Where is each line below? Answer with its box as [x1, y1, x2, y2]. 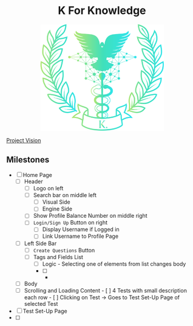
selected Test [24, 300, 58, 307]
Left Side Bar [24, 240, 57, 247]
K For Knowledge [57, 4, 147, 18]
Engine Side [42, 205, 73, 213]
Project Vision [6, 137, 41, 144]
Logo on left [33, 185, 64, 192]
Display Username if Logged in [42, 226, 120, 233]
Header [24, 178, 44, 185]
